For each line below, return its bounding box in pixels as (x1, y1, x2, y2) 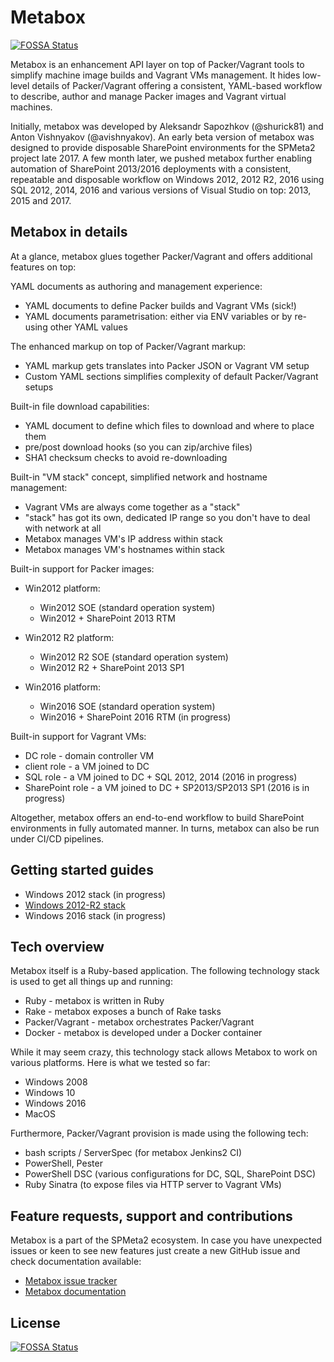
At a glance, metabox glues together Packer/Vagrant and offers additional (10, 250, 313, 262)
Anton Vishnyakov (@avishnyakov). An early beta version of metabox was (10, 131, 315, 143)
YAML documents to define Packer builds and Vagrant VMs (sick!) (24, 299, 297, 311)
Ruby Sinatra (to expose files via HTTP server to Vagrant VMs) (24, 1179, 282, 1191)
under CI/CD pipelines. (10, 832, 105, 845)
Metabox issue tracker (24, 1275, 118, 1287)
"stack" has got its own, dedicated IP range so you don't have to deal (24, 511, 311, 523)
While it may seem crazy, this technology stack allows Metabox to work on (10, 1046, 318, 1058)
